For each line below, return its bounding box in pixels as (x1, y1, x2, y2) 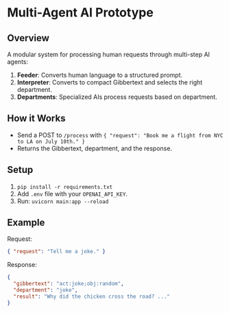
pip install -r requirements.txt (16, 183, 113, 190)
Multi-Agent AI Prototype (7, 5, 154, 21)
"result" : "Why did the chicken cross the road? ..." (13, 293, 170, 300)
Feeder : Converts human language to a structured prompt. (16, 71, 183, 79)
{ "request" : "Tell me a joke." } (7, 248, 106, 255)
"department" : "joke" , (13, 287, 78, 294)
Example (7, 217, 45, 229)
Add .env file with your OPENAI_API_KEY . (16, 189, 128, 198)
